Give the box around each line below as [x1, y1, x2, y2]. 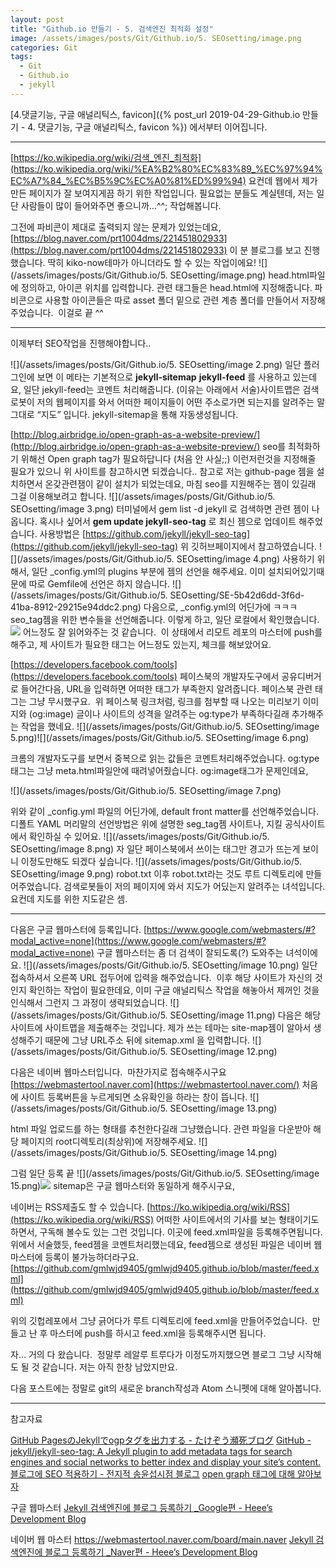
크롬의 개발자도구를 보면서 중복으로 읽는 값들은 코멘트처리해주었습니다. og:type [10, 752, 320, 764]
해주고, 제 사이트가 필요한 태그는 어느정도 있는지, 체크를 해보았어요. [10, 638, 272, 650]
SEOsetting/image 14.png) [169, 1146, 278, 1158]
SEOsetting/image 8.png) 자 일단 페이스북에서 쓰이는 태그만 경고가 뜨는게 [10, 842, 301, 855]
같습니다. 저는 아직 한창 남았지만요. [41, 1361, 178, 1373]
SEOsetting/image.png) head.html [169, 269, 310, 281]
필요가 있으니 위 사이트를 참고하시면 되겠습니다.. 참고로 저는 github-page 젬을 [10, 465, 315, 477]
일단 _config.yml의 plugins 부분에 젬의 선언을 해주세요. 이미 [31, 565, 266, 577]
